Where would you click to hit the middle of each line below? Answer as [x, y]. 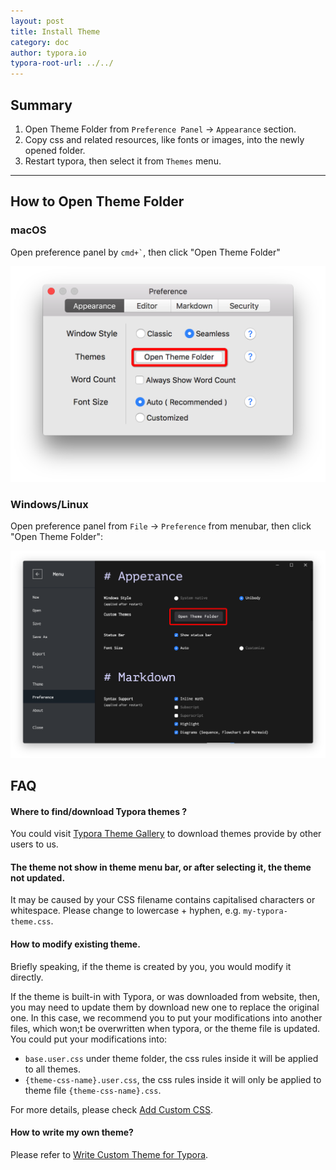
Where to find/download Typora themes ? [99, 811]
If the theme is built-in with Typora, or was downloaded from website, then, [165, 996]
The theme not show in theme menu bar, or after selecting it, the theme [161, 867]
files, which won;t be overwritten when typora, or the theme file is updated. [165, 1028]
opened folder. [55, 150]
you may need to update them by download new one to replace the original [165, 1007]
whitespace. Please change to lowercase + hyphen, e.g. [126, 911]
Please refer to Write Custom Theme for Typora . [109, 1154]
